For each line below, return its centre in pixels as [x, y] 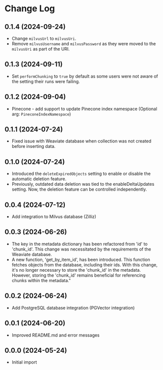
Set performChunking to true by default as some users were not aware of [85, 76]
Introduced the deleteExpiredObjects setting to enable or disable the [81, 174]
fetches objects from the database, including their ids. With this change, [84, 265]
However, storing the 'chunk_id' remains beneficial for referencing [79, 275]
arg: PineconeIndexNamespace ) [41, 114]
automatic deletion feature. [39, 179]
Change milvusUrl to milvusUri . [44, 38]
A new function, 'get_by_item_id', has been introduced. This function [81, 259]
